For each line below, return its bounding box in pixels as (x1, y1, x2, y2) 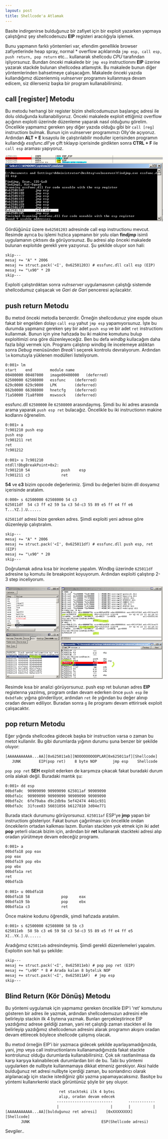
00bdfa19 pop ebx (5, 859, 41, 864)
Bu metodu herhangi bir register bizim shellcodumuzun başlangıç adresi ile (5, 108, 159, 114)
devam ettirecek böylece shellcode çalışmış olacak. (5, 1032, 111, 1038)
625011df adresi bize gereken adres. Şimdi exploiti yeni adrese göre (5, 516, 144, 522)
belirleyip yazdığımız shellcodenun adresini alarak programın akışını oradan (5, 1027, 160, 1033)
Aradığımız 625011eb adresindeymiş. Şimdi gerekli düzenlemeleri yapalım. (5, 942, 156, 949)
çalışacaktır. (5, 705, 30, 711)
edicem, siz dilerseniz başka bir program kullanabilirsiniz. (5, 80, 123, 86)
